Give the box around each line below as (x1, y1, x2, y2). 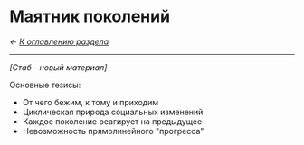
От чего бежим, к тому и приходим (22, 96, 159, 107)
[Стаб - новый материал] (9, 61, 108, 73)
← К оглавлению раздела (9, 36, 109, 47)
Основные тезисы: (9, 79, 81, 90)
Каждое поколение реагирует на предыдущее (22, 115, 203, 127)
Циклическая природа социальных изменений (22, 106, 204, 117)
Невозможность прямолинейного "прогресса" (22, 125, 204, 136)
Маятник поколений (9, 6, 170, 27)
